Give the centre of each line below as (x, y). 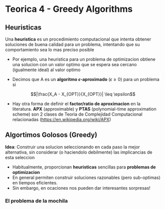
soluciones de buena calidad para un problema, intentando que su (72, 44)
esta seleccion (20, 157)
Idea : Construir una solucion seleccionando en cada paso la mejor (73, 147)
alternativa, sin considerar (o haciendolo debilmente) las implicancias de (79, 152)
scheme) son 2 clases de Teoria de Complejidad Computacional (77, 114)
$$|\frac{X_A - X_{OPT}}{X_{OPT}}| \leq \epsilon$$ (83, 94)
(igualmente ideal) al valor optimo (46, 70)
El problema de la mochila (37, 201)
